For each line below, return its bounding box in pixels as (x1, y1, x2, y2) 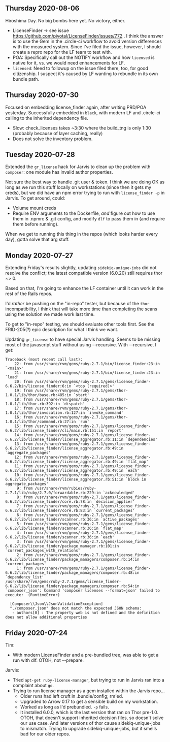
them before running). (12, 221, 59, 228)
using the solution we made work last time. (5, 311, 95, 317)
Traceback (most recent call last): (5, 357, 83, 362)
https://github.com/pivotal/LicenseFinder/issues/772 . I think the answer (12, 33, 164, 39)
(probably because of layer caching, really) (12, 130, 103, 136)
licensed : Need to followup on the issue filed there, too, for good (12, 65, 148, 71)
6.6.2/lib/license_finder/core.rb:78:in (5, 499, 92, 504)
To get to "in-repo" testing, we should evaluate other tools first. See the (5, 321, 155, 327)
